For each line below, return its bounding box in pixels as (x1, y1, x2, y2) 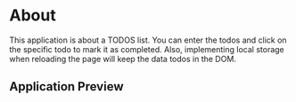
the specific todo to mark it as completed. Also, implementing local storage (9, 43, 285, 54)
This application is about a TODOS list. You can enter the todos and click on (9, 35, 287, 45)
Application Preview (9, 79, 124, 94)
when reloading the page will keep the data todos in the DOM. (9, 53, 236, 64)
